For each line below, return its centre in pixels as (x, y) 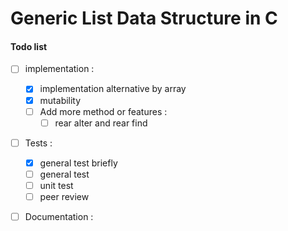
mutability (60, 100)
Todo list (29, 46)
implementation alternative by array (113, 89)
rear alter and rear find (101, 123)
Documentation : (59, 217)
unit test (56, 185)
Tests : (38, 143)
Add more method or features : (103, 111)
